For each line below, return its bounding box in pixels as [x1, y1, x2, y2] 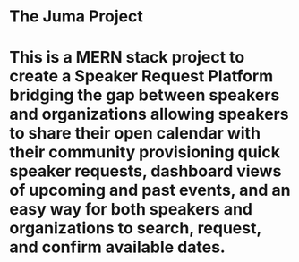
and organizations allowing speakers [9, 105, 289, 124]
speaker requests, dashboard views [9, 161, 282, 182]
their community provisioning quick [9, 142, 280, 163]
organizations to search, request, [9, 218, 261, 239]
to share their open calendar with [9, 123, 261, 144]
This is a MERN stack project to [9, 47, 245, 68]
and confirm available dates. [9, 237, 226, 258]
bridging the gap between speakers [9, 85, 280, 106]
